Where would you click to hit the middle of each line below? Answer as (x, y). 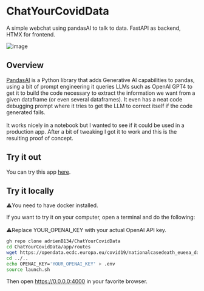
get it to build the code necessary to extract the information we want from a (101, 93)
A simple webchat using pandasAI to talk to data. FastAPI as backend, (93, 28)
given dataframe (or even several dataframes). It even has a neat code (94, 99)
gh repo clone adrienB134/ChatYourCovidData (63, 241)
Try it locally (30, 190)
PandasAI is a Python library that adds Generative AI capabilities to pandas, (101, 80)
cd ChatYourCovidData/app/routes (49, 247)
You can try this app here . (39, 172)
